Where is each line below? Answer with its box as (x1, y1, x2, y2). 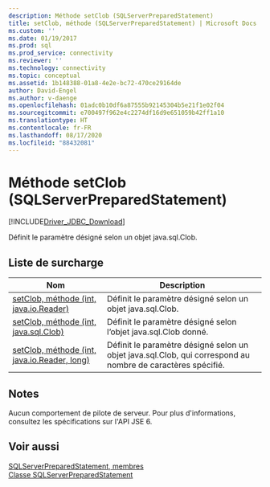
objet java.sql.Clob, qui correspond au (107, 350, 251, 361)
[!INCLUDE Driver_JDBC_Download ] (8, 217, 126, 227)
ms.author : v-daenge (8, 94, 78, 102)
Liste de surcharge (8, 256, 104, 269)
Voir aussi (8, 440, 59, 454)
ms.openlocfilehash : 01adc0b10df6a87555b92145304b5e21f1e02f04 (8, 101, 225, 109)
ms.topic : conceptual (8, 72, 81, 80)
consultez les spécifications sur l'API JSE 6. (8, 417, 153, 427)
